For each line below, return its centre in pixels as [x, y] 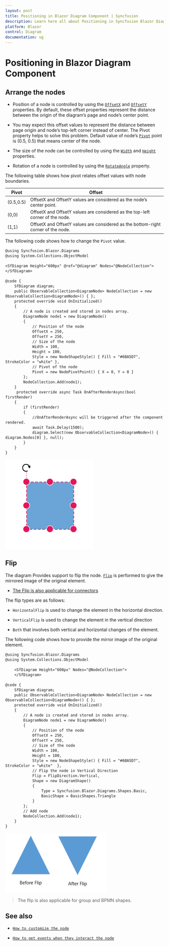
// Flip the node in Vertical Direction [75, 771]
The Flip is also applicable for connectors [55, 590]
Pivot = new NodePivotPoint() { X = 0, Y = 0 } [83, 372]
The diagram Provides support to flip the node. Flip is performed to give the [84, 575]
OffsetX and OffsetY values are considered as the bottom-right [95, 224]
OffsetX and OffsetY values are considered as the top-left [90, 212]
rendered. [16, 422]
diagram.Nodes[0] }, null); [35, 437]
